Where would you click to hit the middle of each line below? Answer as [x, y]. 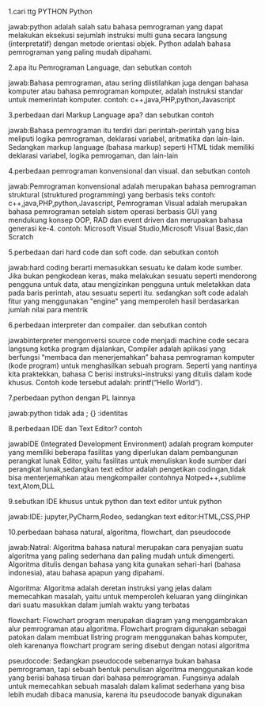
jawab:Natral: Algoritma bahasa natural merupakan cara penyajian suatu [126, 547]
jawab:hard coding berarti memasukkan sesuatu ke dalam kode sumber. [125, 268]
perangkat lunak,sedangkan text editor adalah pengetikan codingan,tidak [127, 469]
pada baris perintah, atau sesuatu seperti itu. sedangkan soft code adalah [129, 293]
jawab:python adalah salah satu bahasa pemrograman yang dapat [115, 27]
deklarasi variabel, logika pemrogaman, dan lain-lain [93, 155]
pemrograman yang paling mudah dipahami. [80, 52]
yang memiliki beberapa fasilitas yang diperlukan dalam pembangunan [123, 452]
